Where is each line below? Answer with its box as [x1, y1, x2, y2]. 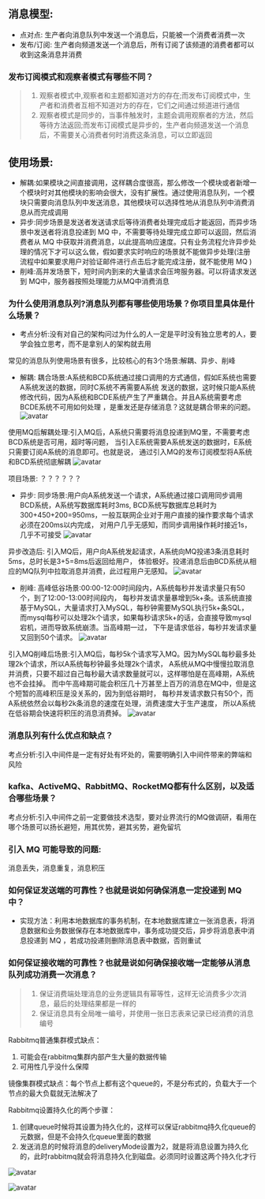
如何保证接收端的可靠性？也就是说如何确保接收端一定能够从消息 [8, 958, 251, 969]
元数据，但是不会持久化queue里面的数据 [19, 1131, 151, 1141]
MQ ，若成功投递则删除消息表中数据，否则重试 [49, 936, 202, 945]
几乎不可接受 [19, 530, 62, 540]
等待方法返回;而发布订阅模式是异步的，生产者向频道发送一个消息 [39, 121, 249, 130]
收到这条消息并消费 [19, 50, 83, 59]
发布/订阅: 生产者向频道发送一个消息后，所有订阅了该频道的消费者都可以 [19, 39, 255, 49]
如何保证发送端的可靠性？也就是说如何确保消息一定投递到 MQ [8, 885, 242, 896]
